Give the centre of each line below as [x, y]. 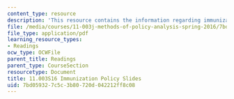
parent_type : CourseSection [48, 66]
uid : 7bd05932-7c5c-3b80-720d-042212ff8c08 [71, 85]
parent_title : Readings [42, 59]
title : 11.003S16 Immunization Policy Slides [74, 78]
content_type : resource [42, 14]
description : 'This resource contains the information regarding [104, 20]
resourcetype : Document [42, 72]
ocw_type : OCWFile [34, 53]
